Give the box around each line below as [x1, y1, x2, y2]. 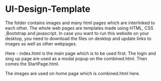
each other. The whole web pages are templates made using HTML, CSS [5, 25, 154, 31]
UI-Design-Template [5, 3, 91, 15]
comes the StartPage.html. [5, 61, 59, 67]
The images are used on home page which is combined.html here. [5, 70, 140, 76]
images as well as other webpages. [5, 40, 77, 46]
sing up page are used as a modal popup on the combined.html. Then [5, 55, 148, 61]
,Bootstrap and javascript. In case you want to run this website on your [5, 30, 149, 36]
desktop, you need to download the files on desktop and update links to [5, 36, 152, 41]
